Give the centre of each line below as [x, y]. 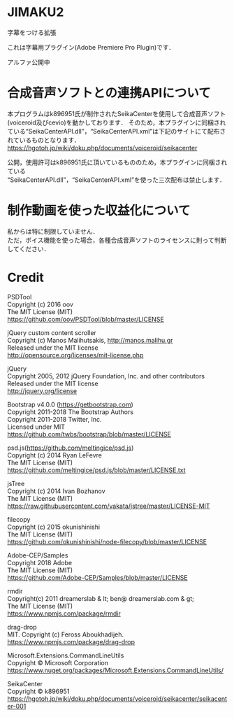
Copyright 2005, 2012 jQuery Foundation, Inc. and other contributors [106, 376]
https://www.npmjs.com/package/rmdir [64, 613]
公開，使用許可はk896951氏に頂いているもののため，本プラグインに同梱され [117, 162]
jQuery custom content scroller [52, 332]
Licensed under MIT [36, 427]
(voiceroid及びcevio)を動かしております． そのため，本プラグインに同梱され [117, 122]
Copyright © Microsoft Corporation [58, 662]
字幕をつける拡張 [32, 32]
